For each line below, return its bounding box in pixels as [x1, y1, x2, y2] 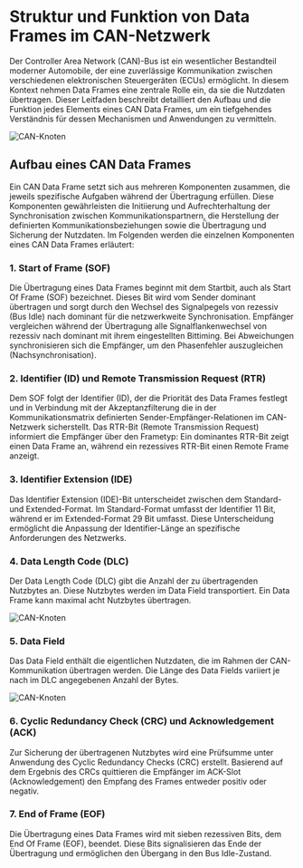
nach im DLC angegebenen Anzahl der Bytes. [9, 675, 179, 686]
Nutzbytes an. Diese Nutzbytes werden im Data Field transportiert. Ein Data [9, 584, 290, 595]
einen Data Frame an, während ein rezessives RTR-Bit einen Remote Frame [9, 441, 289, 452]
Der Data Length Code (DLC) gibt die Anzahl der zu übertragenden [9, 575, 259, 586]
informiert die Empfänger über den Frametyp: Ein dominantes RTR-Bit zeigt [9, 431, 289, 442]
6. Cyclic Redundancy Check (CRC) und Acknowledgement [9, 715, 274, 728]
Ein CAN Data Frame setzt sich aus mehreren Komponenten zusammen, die [9, 181, 291, 192]
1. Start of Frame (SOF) [9, 261, 111, 274]
